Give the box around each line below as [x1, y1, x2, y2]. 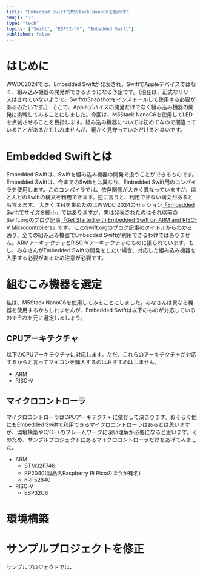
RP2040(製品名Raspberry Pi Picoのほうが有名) [24, 469, 141, 477]
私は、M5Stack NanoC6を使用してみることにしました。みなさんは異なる [6, 298, 188, 306]
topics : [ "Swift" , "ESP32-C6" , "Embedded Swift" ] [6, 25, 135, 32]
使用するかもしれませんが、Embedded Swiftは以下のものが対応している [16, 306, 196, 313]
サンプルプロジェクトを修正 [6, 542, 144, 555]
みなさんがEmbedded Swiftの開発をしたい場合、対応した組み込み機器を [16, 247, 196, 253]
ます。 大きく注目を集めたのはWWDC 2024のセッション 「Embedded [22, 201, 195, 208]
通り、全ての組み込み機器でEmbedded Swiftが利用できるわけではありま [6, 232, 185, 238]
